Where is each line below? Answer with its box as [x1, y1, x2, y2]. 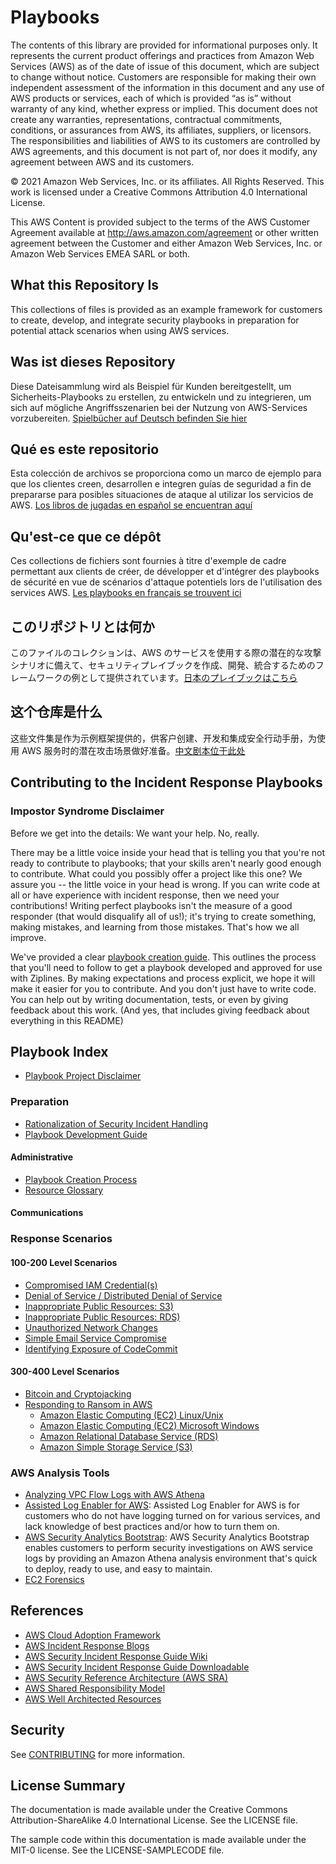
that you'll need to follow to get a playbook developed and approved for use [10, 961, 323, 973]
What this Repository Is [10, 277, 160, 294]
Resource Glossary [24, 1184, 104, 1196]
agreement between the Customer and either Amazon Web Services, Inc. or [10, 237, 323, 249]
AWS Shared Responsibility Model [24, 1682, 166, 1694]
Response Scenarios [10, 1232, 113, 1246]
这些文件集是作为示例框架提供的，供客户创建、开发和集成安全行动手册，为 [10, 732, 317, 744]
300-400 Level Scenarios [10, 1366, 120, 1378]
